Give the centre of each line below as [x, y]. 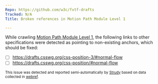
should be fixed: [22, 48]
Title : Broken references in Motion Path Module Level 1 [65, 19]
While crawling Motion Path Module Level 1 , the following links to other [78, 37]
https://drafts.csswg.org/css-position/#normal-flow [65, 63]
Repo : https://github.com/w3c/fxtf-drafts [50, 10]
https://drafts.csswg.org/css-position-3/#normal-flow [67, 57]
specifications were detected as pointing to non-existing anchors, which [79, 42]
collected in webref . [22, 77]
